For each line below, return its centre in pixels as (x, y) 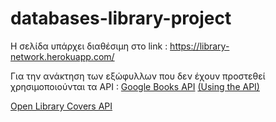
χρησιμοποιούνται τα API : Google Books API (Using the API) (135, 86)
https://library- (199, 46)
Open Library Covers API (61, 106)
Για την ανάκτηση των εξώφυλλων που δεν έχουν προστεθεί (138, 76)
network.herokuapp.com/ (62, 56)
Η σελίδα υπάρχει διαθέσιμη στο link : (89, 46)
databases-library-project (121, 18)
